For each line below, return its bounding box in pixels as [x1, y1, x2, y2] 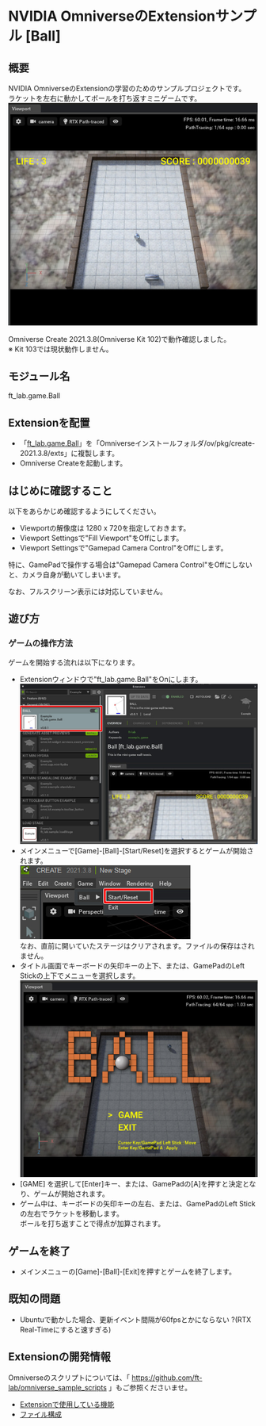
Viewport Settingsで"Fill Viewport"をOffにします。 [19, 533, 184, 543]
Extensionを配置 [8, 416, 90, 429]
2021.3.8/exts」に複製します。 [19, 449, 120, 458]
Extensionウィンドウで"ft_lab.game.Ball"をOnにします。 [19, 674, 203, 684]
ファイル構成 [19, 1409, 62, 1419]
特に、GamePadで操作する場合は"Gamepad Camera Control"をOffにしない [8, 560, 253, 569]
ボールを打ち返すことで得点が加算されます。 [19, 1219, 165, 1229]
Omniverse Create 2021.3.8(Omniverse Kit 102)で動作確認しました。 [8, 334, 231, 343]
